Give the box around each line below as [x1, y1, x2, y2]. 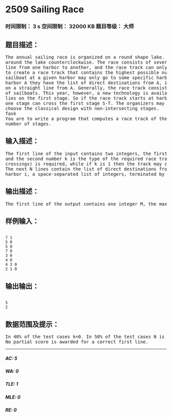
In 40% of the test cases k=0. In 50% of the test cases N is [5, 333, 165, 340]
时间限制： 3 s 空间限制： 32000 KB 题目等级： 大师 [5, 23, 134, 30]
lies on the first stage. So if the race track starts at [5, 95, 154, 101]
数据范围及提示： [5, 320, 59, 329]
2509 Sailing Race [5, 4, 84, 15]
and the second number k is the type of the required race [5, 155, 157, 162]
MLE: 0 [5, 394, 20, 400]
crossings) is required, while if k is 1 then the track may [5, 161, 162, 167]
